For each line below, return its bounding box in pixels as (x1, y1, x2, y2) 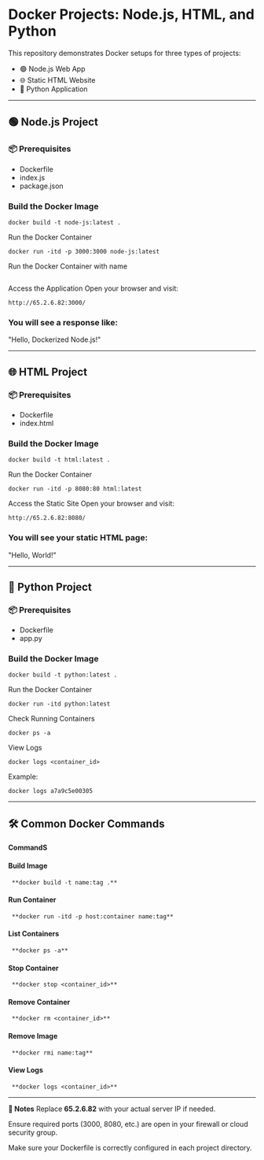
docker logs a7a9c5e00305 (8, 788, 93, 795)
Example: (8, 772, 38, 781)
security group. (8, 1128, 58, 1137)
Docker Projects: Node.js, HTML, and (8, 6, 255, 24)
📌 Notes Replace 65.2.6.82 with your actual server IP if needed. (8, 1104, 216, 1114)
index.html (19, 418, 54, 428)
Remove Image (8, 1032, 58, 1041)
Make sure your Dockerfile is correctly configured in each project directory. (8, 1143, 253, 1152)
